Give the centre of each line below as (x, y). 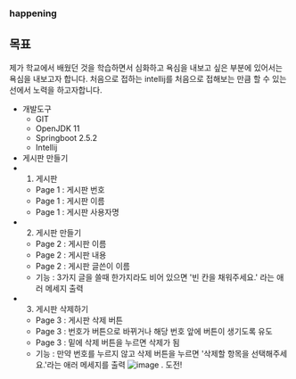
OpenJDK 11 (58, 128)
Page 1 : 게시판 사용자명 (77, 211)
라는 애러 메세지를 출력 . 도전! (115, 365)
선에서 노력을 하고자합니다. (56, 90)
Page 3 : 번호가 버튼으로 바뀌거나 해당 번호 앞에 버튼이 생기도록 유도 (154, 331)
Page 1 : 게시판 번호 (70, 189)
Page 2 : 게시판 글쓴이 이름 (83, 266)
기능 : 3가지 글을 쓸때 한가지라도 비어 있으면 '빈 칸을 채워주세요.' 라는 (155, 277)
